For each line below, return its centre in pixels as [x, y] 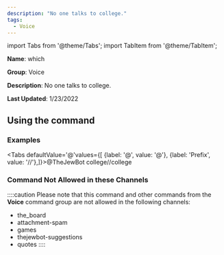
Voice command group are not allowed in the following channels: [99, 202]
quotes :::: [31, 245]
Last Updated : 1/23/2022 [43, 99]
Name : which [26, 59]
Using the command [51, 120]
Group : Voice [26, 72]
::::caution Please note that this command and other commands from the [109, 195]
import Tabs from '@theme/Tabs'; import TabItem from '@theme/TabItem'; [112, 46]
